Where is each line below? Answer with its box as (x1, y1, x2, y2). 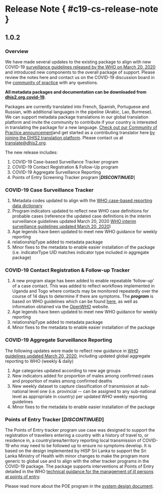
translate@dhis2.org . (5, 140, 47, 146)
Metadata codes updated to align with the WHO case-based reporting (12, 198, 152, 203)
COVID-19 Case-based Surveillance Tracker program (12, 158, 119, 164)
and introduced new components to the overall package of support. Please (5, 69, 155, 75)
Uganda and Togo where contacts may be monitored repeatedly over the (12, 288, 158, 294)
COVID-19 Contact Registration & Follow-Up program (12, 164, 118, 170)
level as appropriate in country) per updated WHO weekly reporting (12, 394, 147, 399)
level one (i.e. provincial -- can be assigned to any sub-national (29, 388, 156, 394)
